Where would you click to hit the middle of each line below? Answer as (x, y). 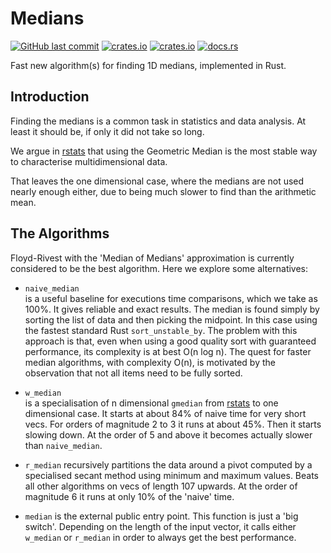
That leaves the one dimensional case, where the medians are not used (157, 181)
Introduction (50, 97)
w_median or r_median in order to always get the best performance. (160, 537)
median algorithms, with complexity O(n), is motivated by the (150, 362)
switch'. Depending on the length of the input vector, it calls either (160, 526)
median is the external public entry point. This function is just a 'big (161, 516)
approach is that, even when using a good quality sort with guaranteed (170, 341)
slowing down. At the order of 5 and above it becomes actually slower (168, 434)
